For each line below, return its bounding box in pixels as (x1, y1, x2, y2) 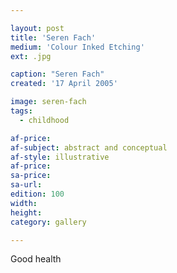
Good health (10, 253, 62, 265)
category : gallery (10, 217, 87, 227)
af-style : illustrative (10, 152, 110, 162)
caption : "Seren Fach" (10, 69, 105, 80)
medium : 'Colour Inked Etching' (10, 42, 145, 52)
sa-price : (10, 171, 52, 181)
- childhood (19, 115, 70, 125)
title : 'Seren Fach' (10, 32, 97, 43)
